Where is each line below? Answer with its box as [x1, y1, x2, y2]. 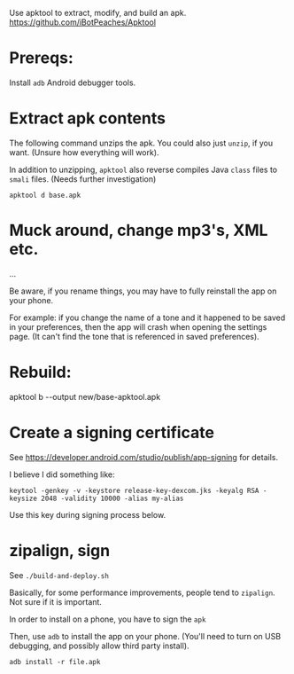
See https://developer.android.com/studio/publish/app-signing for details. [9, 451, 279, 462]
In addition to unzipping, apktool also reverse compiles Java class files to [9, 164, 278, 175]
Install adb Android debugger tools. [9, 77, 136, 88]
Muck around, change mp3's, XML [9, 221, 268, 240]
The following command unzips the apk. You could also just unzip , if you [9, 137, 274, 148]
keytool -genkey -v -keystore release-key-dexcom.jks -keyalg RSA [9, 486, 259, 495]
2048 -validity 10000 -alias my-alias [41, 494, 184, 503]
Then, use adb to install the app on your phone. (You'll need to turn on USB [9, 631, 282, 641]
